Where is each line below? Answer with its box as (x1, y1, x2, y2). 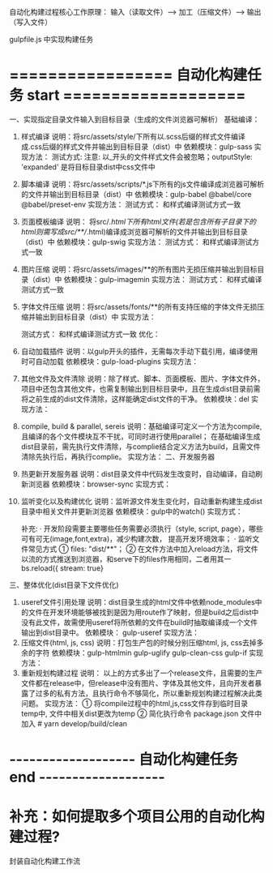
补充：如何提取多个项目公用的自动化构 (9, 807, 266, 826)
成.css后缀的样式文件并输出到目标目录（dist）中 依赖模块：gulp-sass (20, 141, 253, 152)
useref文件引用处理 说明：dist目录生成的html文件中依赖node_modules (20, 597, 256, 606)
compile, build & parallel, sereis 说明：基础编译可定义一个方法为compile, (20, 421, 262, 431)
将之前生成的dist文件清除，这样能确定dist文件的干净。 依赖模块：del (20, 394, 250, 404)
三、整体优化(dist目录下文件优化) (9, 580, 120, 589)
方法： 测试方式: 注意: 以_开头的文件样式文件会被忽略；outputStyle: (28, 152, 254, 161)
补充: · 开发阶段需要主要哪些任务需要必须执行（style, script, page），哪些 (20, 524, 264, 533)
